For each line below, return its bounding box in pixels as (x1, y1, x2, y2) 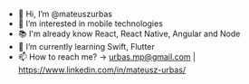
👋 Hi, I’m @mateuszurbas (17, 9, 113, 19)
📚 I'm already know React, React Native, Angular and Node (17, 28, 241, 39)
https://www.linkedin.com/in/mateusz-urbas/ (17, 64, 187, 75)
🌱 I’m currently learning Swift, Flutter (17, 42, 156, 51)
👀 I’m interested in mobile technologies (17, 18, 163, 29)
